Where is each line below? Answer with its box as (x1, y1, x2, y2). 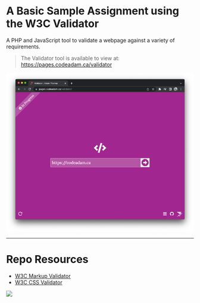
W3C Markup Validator (14, 273, 71, 280)
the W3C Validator (6, 17, 99, 30)
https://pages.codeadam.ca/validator (20, 61, 112, 68)
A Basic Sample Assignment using (6, 4, 180, 18)
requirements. (6, 43, 40, 50)
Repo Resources (6, 253, 89, 267)
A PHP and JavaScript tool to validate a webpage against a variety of (6, 36, 175, 44)
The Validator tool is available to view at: (20, 54, 120, 62)
